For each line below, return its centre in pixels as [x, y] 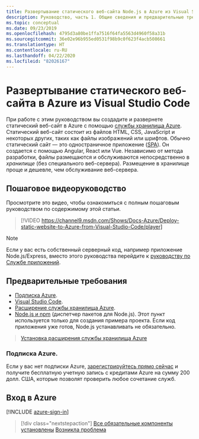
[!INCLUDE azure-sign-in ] [38, 412]
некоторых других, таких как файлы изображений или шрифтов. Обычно [98, 138]
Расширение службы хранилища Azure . [65, 308]
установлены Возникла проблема [63, 430]
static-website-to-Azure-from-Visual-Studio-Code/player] [92, 227]
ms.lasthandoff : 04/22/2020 [41, 56]
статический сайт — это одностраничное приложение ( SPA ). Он [88, 145]
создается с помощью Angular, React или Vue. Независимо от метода [95, 151]
